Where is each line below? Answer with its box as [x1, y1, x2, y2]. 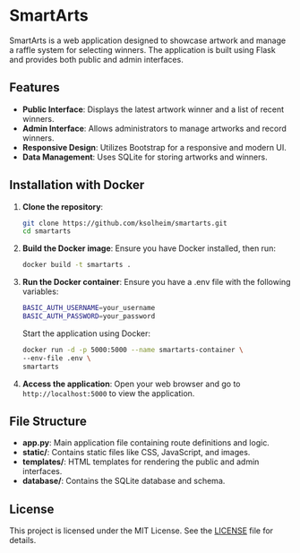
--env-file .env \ [21, 353, 91, 363]
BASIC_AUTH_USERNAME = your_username [21, 304, 156, 313]
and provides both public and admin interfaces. [9, 54, 184, 65]
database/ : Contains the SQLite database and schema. [21, 476, 226, 487]
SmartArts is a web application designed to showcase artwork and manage [9, 35, 287, 46]
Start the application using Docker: [21, 328, 150, 339]
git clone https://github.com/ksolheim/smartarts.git [21, 219, 227, 228]
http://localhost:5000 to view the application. [21, 387, 195, 399]
